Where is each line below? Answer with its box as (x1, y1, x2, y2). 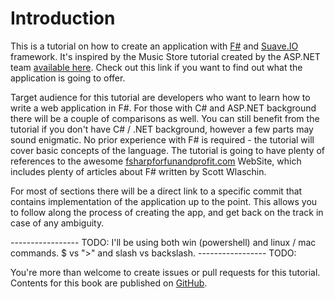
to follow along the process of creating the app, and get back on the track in (10, 206, 324, 218)
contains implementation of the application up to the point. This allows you (10, 195, 318, 207)
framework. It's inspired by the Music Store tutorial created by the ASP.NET (10, 50, 321, 62)
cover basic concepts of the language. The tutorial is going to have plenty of (10, 144, 325, 156)
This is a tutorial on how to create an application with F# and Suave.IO (10, 40, 299, 52)
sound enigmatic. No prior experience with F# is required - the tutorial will (10, 133, 315, 146)
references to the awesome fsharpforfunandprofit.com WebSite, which (10, 155, 302, 167)
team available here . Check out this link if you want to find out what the (10, 61, 303, 73)
